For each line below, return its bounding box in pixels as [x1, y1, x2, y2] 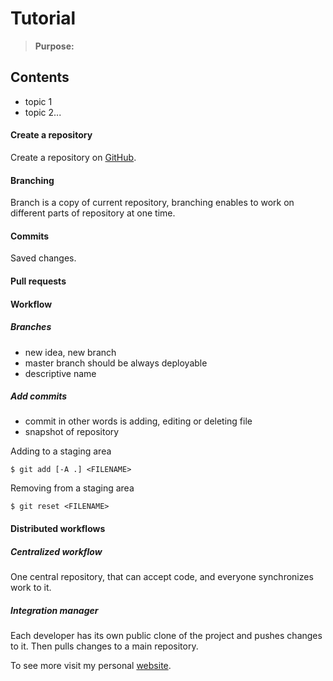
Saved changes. [10, 252, 77, 264]
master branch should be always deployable [24, 357, 208, 369]
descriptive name [24, 367, 97, 379]
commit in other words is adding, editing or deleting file [24, 415, 253, 427]
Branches [10, 321, 52, 333]
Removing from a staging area [10, 482, 135, 494]
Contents [10, 69, 70, 86]
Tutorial [10, 7, 77, 30]
